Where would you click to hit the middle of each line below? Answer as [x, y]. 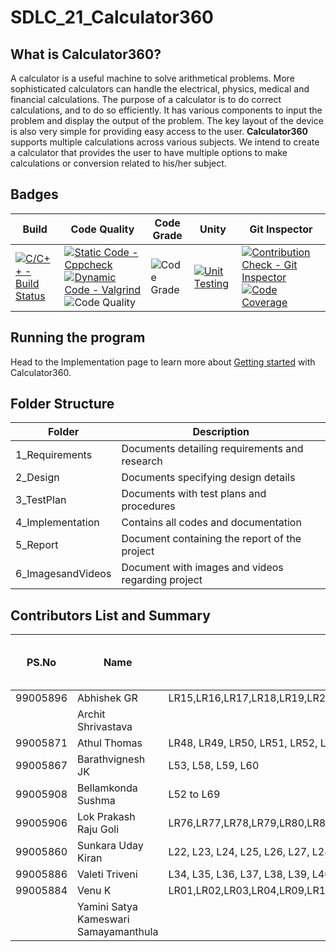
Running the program [78, 337]
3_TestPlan [41, 500]
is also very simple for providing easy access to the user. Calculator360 [159, 131]
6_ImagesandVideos [63, 574]
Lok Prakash [106, 817]
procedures [148, 506]
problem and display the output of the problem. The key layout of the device [167, 120]
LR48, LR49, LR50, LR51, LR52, [243, 743]
